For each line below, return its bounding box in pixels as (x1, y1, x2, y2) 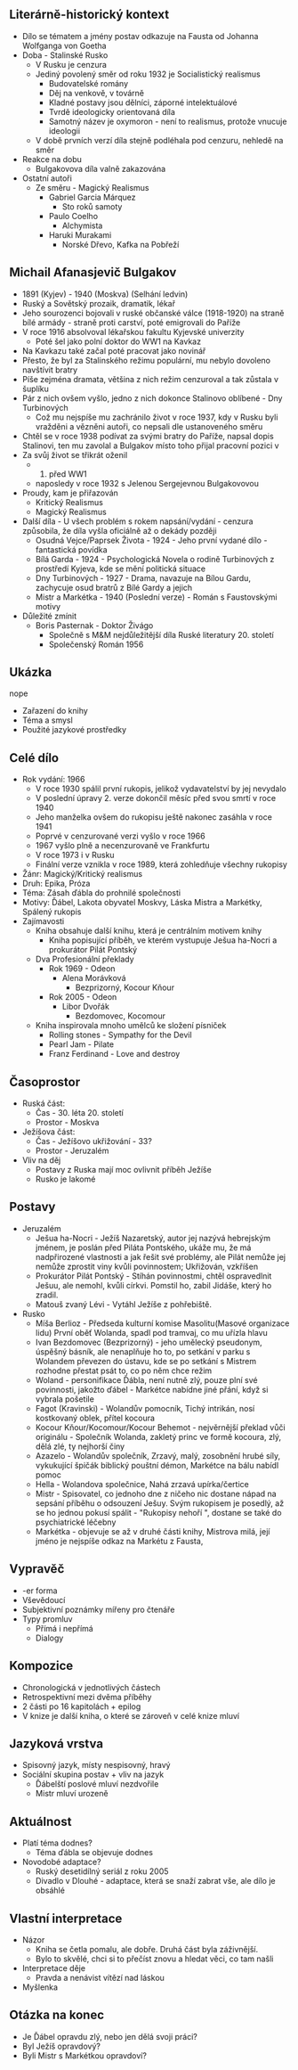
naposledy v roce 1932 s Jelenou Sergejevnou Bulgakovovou (35, 478, 260, 488)
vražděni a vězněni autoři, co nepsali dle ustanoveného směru (35, 421, 263, 431)
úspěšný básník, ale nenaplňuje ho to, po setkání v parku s (35, 1346, 251, 1357)
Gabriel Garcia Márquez (48, 192, 136, 202)
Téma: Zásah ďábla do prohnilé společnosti (21, 888, 181, 898)
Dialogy (35, 1632, 64, 1643)
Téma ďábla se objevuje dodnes (35, 1847, 154, 1858)
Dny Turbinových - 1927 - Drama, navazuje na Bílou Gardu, (35, 572, 252, 583)
